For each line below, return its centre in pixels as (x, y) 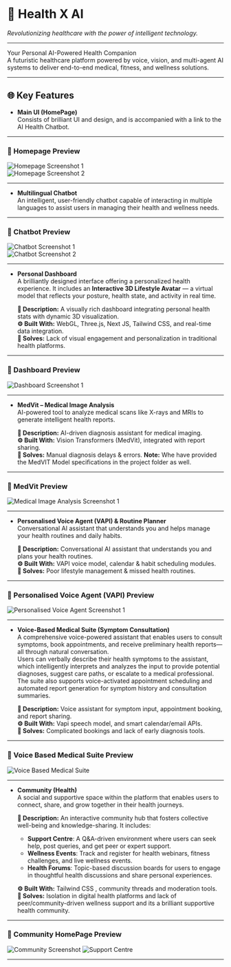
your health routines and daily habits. (69, 535)
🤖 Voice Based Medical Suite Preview (70, 755)
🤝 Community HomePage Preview (65, 935)
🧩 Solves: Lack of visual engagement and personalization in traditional (117, 338)
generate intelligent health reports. (66, 420)
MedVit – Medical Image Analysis (66, 404)
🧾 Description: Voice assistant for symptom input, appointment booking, (120, 709)
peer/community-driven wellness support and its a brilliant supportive (116, 903)
